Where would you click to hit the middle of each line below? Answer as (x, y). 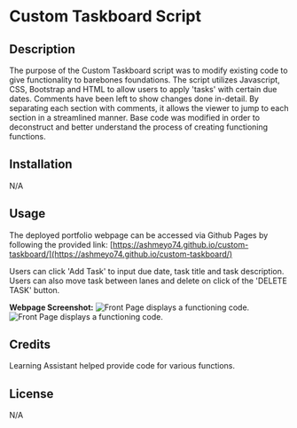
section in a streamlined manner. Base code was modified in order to (134, 118)
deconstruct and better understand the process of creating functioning (139, 127)
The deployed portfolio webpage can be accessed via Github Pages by (139, 235)
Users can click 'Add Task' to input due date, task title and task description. (147, 271)
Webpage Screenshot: (51, 307)
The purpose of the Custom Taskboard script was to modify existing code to (148, 70)
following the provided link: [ (61, 244)
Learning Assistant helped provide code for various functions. (122, 366)
